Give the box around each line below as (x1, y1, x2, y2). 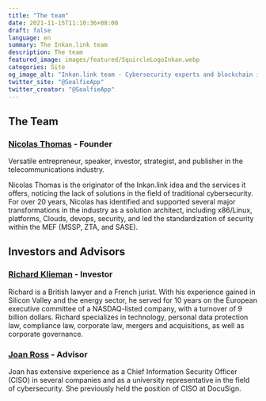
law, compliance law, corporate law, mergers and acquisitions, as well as (8, 320, 245, 330)
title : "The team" (8, 11, 69, 20)
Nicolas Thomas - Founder (8, 138, 112, 149)
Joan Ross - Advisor (8, 349, 89, 360)
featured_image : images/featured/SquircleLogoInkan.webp (8, 56, 200, 64)
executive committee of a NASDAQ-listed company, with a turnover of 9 (8, 304, 243, 313)
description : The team (8, 48, 83, 56)
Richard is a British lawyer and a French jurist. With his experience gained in (8, 287, 256, 296)
